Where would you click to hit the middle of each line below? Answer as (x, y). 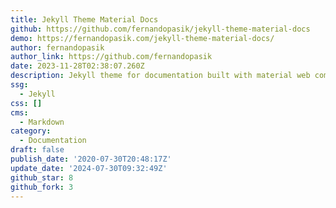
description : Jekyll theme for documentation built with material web (160, 76)
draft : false (37, 150)
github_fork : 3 (42, 187)
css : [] (26, 103)
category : (31, 131)
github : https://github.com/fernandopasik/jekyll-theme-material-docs (160, 29)
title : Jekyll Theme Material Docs (84, 19)
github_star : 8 (42, 177)
